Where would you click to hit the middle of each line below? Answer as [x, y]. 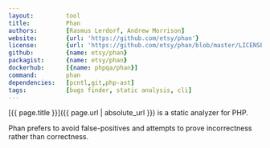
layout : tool [45, 16]
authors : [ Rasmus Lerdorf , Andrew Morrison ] [96, 30]
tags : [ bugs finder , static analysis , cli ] [100, 90]
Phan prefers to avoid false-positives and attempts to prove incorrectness [130, 128]
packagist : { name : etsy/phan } [68, 61]
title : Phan [45, 23]
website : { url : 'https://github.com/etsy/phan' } [104, 38]
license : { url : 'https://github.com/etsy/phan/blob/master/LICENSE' [138, 46]
